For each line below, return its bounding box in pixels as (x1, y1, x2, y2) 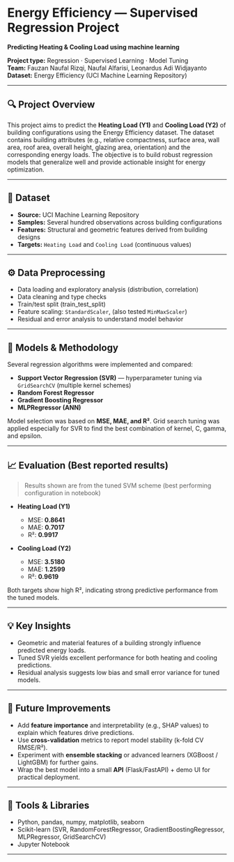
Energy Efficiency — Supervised (7, 5, 198, 21)
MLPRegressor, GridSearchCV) (17, 833, 107, 841)
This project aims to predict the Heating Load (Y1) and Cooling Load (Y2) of (7, 121, 226, 129)
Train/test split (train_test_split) (17, 300, 106, 308)
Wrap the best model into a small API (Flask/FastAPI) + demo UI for (17, 765, 210, 773)
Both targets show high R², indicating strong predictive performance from (7, 586, 218, 594)
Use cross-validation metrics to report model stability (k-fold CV (17, 736, 204, 744)
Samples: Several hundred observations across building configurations (17, 218, 222, 226)
